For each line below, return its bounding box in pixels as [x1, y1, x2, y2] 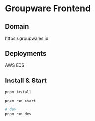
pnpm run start [5, 98, 36, 103]
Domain [5, 22, 29, 31]
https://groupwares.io [5, 35, 49, 41]
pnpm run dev [5, 112, 32, 117]
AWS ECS [5, 62, 25, 68]
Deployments [5, 49, 47, 58]
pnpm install [5, 89, 32, 94]
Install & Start [5, 77, 47, 85]
